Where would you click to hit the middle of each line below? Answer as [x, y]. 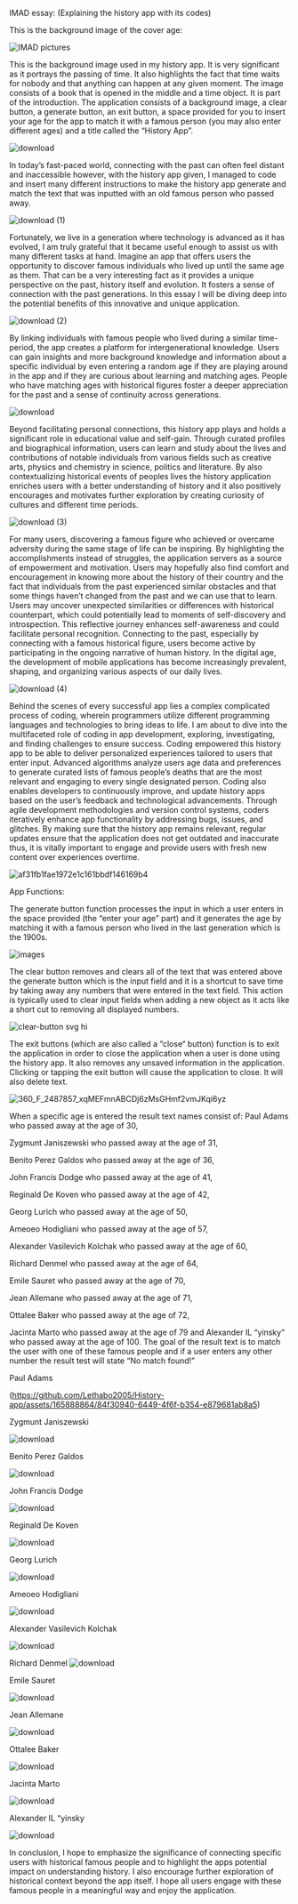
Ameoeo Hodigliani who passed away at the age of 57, [109, 1229]
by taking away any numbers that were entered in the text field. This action [146, 990]
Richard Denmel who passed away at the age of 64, [104, 1263]
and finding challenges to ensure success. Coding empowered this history [145, 743]
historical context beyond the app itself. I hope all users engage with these [145, 1881]
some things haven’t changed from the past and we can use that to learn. [143, 596]
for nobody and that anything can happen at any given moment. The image [146, 83]
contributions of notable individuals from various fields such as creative [141, 458]
